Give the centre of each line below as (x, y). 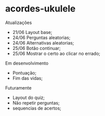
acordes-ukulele (40, 9)
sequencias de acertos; (37, 108)
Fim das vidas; (27, 78)
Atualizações (19, 22)
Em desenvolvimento (27, 63)
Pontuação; (24, 72)
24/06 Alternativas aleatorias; (43, 42)
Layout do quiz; (29, 97)
